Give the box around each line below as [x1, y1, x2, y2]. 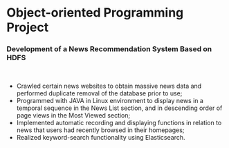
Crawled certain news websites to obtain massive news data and [16, 82, 202, 91]
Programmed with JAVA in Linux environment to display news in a [16, 97, 203, 105]
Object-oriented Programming [6, 5, 184, 21]
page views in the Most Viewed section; [16, 111, 131, 120]
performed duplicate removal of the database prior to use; [16, 89, 183, 98]
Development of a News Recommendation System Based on [6, 44, 212, 54]
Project [6, 19, 49, 35]
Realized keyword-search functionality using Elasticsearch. [16, 133, 185, 142]
